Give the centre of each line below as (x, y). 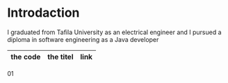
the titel (60, 56)
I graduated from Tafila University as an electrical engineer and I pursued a (114, 32)
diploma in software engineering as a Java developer (83, 39)
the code (26, 56)
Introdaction (43, 13)
